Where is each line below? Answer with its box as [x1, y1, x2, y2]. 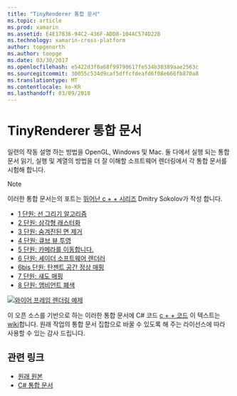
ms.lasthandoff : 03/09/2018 [7, 90, 91, 97]
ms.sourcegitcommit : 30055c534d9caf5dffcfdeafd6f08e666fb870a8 [7, 70, 199, 77]
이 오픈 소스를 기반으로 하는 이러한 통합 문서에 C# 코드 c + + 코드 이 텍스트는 [7, 311, 221, 320]
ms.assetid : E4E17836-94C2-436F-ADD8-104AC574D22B [7, 30, 161, 38]
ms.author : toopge [7, 51, 62, 58]
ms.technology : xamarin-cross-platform [7, 37, 126, 44]
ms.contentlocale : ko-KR [7, 83, 81, 90]
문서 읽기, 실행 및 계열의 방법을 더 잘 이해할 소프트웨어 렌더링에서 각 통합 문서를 [7, 157, 228, 165]
